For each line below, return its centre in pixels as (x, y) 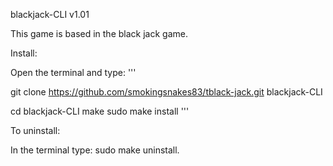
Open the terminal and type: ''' (73, 72)
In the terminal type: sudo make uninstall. (95, 150)
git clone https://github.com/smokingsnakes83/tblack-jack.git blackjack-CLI (166, 92)
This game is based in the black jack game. (99, 33)
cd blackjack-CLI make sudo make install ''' (100, 111)
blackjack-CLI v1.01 (50, 14)
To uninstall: (35, 130)
